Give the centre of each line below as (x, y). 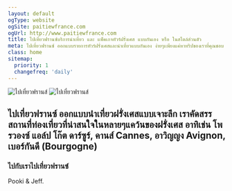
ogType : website (31, 20)
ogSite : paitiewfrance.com (47, 26)
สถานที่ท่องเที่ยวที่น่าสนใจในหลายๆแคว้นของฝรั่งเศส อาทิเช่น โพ (115, 125)
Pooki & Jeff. (26, 181)
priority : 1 (32, 65)
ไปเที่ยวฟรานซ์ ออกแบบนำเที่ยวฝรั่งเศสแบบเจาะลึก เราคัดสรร (110, 114)
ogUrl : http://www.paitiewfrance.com (62, 33)
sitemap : (20, 59)
